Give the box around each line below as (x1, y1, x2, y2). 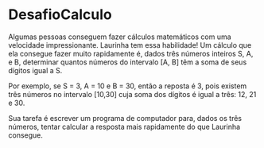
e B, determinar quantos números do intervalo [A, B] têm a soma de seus (8, 57, 247, 67)
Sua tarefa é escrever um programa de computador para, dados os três (8, 113, 243, 123)
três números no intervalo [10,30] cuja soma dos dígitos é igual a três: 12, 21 (8, 89, 257, 99)
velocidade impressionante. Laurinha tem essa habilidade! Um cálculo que (8, 40, 252, 49)
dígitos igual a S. (8, 65, 63, 75)
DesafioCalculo (8, 6, 113, 24)
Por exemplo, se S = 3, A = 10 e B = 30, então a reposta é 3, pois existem (8, 81, 247, 91)
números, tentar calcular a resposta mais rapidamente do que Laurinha (8, 122, 241, 131)
